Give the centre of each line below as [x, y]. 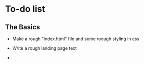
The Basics [23, 27]
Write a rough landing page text [45, 48]
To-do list [25, 9]
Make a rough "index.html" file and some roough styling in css [76, 39]
